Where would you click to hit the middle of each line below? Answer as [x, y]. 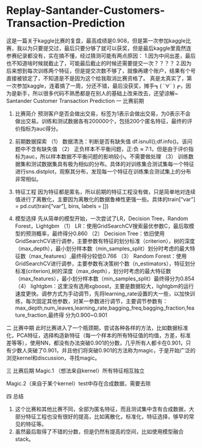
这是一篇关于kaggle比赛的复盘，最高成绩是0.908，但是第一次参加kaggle [96, 40]
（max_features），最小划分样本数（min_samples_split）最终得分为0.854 [105, 278]
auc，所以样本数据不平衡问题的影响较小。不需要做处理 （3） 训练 [107, 156]
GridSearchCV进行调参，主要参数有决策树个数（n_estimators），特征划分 [105, 263]
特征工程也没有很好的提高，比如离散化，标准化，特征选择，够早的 [107, 416]
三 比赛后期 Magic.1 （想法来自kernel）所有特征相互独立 [75, 370]
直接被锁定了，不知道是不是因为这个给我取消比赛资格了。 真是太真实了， [96, 78]
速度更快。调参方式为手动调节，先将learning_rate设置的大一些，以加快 [102, 293]
